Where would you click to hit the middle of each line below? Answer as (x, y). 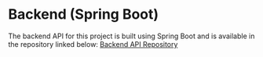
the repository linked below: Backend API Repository (93, 44)
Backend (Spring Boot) (84, 14)
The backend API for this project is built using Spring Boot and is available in (131, 36)
